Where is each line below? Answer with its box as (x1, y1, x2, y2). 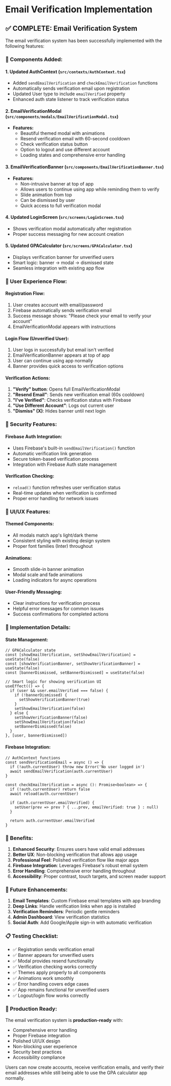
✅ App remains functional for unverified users (12, 987, 110, 993)
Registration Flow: (5, 291, 45, 297)
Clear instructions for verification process (12, 600, 101, 606)
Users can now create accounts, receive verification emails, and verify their (5, 1064, 164, 1070)
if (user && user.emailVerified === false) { (10, 688, 109, 693)
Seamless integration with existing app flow (12, 265, 105, 271)
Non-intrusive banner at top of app (20, 180, 94, 187)
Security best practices (12, 1049, 62, 1055)
